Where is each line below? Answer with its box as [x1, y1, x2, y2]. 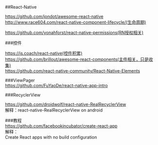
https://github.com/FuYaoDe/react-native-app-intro [5, 83, 108, 88]
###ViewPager [5, 77, 35, 83]
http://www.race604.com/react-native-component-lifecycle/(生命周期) [5, 19, 146, 25]
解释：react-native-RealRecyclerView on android [5, 107, 103, 113]
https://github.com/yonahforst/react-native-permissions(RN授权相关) [5, 30, 143, 36]
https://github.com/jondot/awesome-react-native [5, 14, 104, 19]
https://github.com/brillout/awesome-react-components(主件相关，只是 [5, 56, 149, 62]
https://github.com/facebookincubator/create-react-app [5, 123, 118, 128]
